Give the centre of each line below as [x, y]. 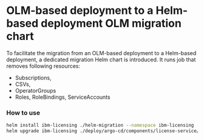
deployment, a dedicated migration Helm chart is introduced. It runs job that [101, 59]
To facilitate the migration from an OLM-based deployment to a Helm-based [101, 53]
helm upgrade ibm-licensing [42, 131]
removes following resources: [43, 66]
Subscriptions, [33, 78]
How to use [23, 113]
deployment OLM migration [111, 23]
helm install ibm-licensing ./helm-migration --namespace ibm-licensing [100, 125]
